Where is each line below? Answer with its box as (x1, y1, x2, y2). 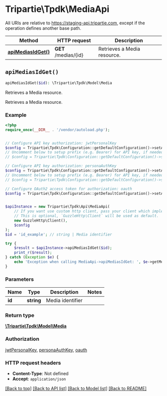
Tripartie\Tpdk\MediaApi (5, 3, 109, 15)
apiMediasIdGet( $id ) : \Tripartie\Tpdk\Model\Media (5, 80, 112, 85)
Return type (5, 312, 35, 319)
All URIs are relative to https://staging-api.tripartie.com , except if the (5, 20, 145, 26)
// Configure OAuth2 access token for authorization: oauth (5, 186, 133, 191)
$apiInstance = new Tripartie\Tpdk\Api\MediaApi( (5, 204, 110, 209)
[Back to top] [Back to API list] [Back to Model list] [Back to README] (5, 385, 147, 391)
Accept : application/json (12, 376, 66, 382)
